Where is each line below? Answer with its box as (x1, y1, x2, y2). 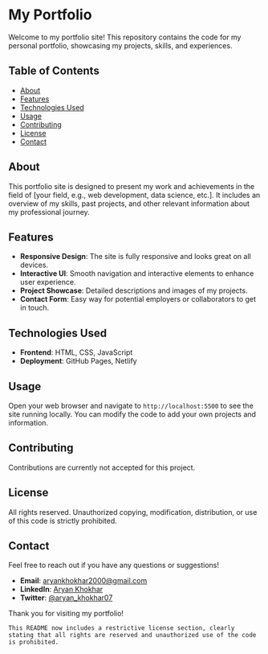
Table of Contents (8, 64, 100, 78)
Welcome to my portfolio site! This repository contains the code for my (8, 32, 242, 42)
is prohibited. (8, 638, 59, 647)
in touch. (19, 303, 50, 313)
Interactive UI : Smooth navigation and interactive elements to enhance (19, 269, 254, 278)
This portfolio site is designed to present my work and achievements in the (8, 181, 255, 191)
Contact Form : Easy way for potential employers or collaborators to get (19, 294, 257, 304)
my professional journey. (8, 207, 90, 216)
